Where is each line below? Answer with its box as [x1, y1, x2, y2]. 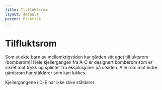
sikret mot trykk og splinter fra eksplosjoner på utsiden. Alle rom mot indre [5, 65, 158, 71]
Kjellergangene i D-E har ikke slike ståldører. [5, 80, 96, 86]
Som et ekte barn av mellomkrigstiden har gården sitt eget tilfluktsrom [5, 54, 149, 60]
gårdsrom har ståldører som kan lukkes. [5, 70, 87, 76]
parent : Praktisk [5, 16, 41, 21]
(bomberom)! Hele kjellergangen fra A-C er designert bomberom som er [5, 59, 153, 65]
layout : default [5, 12, 39, 17]
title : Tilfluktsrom [5, 7, 48, 12]
